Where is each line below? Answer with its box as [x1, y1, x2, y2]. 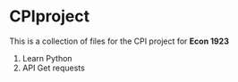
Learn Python [21, 53, 73, 63]
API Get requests [21, 62, 85, 73]
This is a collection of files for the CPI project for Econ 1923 [9, 36, 230, 46]
